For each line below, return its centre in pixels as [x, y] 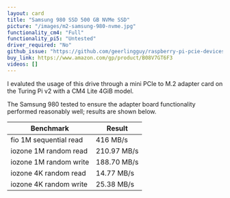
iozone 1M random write [50, 162]
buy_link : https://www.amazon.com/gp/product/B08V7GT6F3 [90, 58]
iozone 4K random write [49, 184]
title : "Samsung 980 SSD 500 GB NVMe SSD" [68, 20]
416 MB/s [112, 139]
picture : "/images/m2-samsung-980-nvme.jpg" [72, 26]
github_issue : [27, 52]
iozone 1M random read [49, 151]
